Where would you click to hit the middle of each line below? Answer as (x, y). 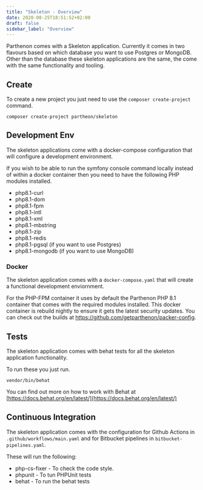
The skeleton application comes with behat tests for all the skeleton (90, 351)
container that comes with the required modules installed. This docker (94, 305)
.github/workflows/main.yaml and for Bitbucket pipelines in (80, 438)
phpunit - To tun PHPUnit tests (53, 475)
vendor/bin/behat (28, 380)
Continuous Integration (51, 417)
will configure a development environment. (60, 156)
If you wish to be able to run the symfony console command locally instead (100, 168)
